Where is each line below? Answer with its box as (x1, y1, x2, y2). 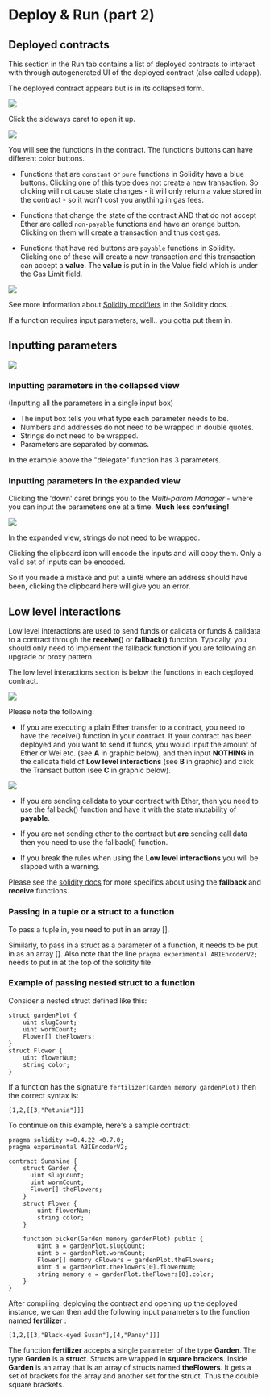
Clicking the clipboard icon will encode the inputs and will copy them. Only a (8, 549, 262, 558)
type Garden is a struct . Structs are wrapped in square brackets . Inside (8, 1353, 248, 1363)
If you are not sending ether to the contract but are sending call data (19, 829, 248, 839)
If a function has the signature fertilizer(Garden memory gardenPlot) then (8, 1081, 256, 1091)
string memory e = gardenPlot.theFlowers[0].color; (37, 1269, 215, 1278)
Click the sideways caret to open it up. (8, 115, 135, 123)
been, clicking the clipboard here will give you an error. (8, 581, 191, 591)
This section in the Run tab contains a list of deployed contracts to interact (8, 59, 255, 69)
